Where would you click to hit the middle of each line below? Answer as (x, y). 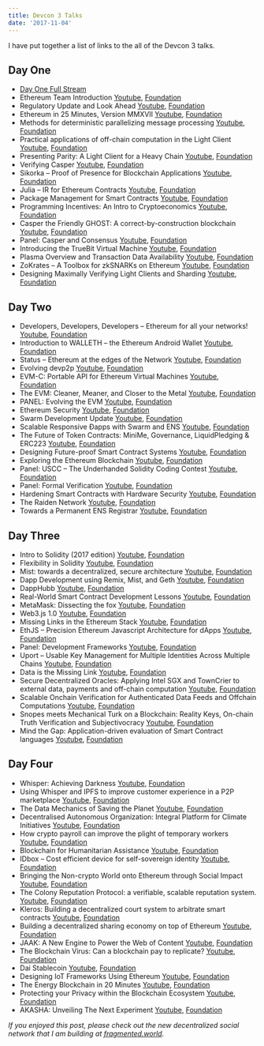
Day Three (34, 535)
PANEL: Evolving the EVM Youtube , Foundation (96, 402)
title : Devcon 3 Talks (45, 15)
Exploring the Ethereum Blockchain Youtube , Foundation (111, 461)
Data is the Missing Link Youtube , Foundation (93, 672)
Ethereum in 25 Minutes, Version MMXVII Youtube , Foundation (121, 115)
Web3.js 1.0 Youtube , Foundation (73, 613)
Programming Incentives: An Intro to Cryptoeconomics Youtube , (123, 207)
